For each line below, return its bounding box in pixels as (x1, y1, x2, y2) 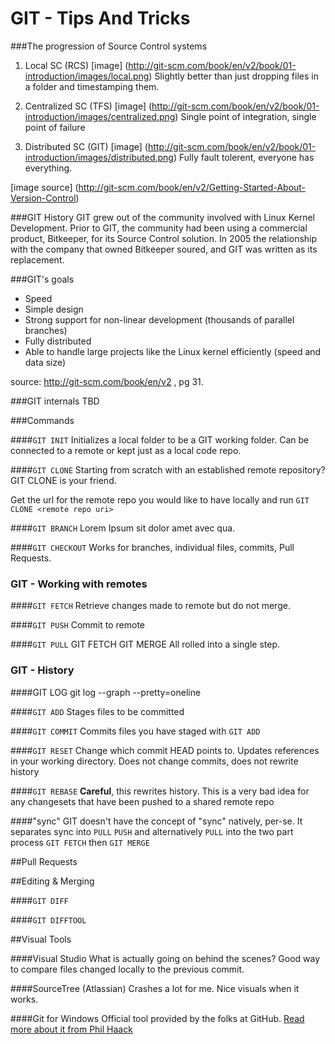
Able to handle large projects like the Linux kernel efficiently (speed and (24, 345, 322, 357)
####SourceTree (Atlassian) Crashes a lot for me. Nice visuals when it (10, 982, 300, 994)
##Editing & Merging (10, 875, 95, 887)
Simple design (24, 303, 84, 315)
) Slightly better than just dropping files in (148, 70, 319, 82)
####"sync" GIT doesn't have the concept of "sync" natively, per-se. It (10, 815, 303, 827)
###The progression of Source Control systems (10, 40, 208, 52)
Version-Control (10, 192, 77, 204)
